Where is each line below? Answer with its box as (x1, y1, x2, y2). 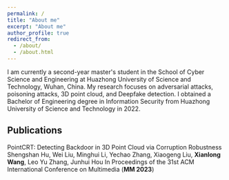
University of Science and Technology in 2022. (7, 105, 141, 113)
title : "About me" (7, 17, 60, 24)
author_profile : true (7, 29, 70, 37)
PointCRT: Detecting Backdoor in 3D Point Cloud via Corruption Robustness (7, 143, 222, 151)
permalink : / (7, 10, 45, 17)
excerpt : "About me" (7, 23, 67, 30)
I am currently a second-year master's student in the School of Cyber (7, 67, 205, 76)
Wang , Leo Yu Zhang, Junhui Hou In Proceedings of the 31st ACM (7, 157, 195, 166)
